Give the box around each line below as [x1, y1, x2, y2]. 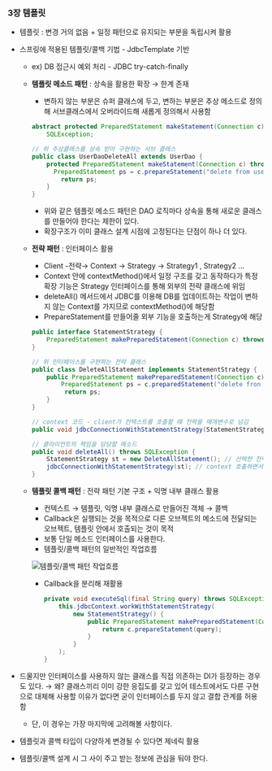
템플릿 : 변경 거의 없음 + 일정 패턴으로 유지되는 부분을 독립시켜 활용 [19, 27, 232, 37]
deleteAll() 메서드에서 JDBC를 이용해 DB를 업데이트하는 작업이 [43, 291, 244, 302]
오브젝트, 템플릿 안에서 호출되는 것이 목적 [43, 524, 174, 534]
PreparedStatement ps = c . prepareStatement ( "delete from [53, 168, 251, 176]
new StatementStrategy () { [72, 610, 164, 618]
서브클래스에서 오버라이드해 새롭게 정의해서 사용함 [52, 107, 212, 116]
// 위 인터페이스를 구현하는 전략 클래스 [31, 358, 147, 366]
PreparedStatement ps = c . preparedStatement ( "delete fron [60, 381, 261, 389]
